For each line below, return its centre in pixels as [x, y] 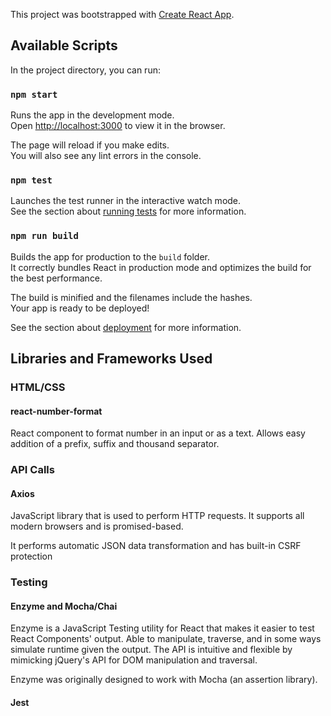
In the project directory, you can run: [85, 70]
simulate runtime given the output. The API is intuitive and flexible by [151, 650]
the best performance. [56, 278]
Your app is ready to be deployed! [80, 308]
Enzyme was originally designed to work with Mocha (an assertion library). [164, 680]
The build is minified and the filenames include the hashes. [131, 297]
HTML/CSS [38, 387]
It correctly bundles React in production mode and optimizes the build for [161, 267]
